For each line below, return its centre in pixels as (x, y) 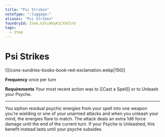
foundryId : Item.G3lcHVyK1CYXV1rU (41, 23)
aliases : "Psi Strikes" (29, 19)
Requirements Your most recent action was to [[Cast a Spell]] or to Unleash (82, 89)
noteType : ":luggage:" (28, 14)
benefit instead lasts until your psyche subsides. (54, 129)
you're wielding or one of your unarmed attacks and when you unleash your (82, 114)
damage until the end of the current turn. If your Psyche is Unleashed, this (80, 124)
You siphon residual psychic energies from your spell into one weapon (76, 108)
